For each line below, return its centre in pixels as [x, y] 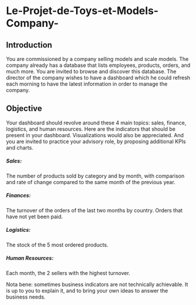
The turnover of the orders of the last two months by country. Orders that [94, 210]
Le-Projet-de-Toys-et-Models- [82, 11]
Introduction [29, 45]
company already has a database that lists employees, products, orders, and [98, 65]
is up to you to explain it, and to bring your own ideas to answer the [87, 290]
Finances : [18, 195]
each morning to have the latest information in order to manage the [87, 84]
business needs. [26, 297]
